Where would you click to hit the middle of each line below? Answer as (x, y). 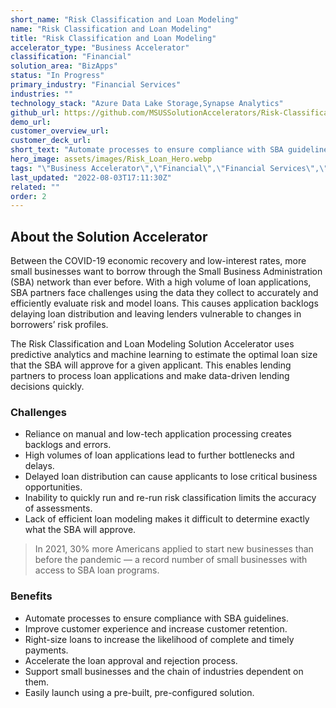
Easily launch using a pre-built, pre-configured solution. (139, 692)
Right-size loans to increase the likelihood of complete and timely (159, 639)
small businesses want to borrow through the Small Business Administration (166, 272)
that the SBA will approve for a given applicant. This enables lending (151, 365)
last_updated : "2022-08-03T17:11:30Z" (91, 177)
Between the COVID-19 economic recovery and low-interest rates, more (158, 261)
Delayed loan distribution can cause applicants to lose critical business (171, 477)
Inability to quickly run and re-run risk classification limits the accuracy (170, 498)
